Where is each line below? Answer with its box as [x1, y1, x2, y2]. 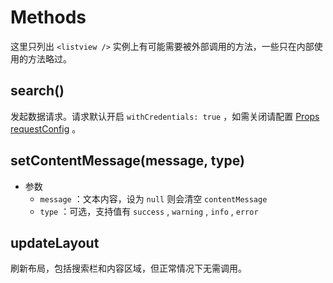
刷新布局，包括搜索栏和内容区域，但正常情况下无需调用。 [10, 262, 247, 275]
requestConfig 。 [10, 122, 82, 135]
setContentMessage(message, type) [10, 152, 245, 170]
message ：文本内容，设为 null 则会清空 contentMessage [39, 192, 268, 205]
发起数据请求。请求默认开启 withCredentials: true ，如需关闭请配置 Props [10, 110, 320, 122]
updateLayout [10, 234, 100, 251]
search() [10, 82, 65, 100]
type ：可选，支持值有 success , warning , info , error [39, 205, 259, 217]
